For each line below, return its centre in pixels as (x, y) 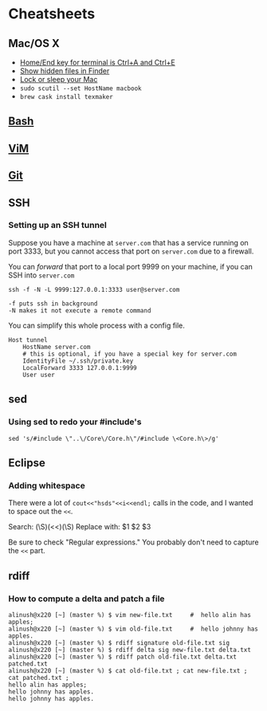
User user (39, 375)
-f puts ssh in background (53, 304)
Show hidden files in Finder (65, 71)
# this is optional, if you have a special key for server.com (130, 354)
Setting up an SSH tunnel (58, 226)
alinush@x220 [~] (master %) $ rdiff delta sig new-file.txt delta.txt (130, 650)
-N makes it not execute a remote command (80, 310)
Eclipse (27, 463)
